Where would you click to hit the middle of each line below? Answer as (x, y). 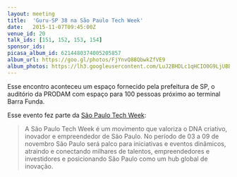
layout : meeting (31, 14)
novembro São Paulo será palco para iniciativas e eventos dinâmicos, (125, 144)
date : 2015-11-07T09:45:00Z (52, 27)
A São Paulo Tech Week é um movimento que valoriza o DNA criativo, (126, 128)
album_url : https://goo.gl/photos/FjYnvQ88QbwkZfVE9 (86, 60)
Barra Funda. (26, 101)
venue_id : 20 (26, 33)
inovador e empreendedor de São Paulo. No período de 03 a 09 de (122, 136)
